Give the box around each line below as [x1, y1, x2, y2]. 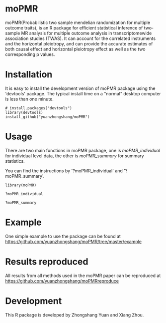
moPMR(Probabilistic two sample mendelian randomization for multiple [5, 19, 151, 25]
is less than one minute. [5, 96, 54, 102]
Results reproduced [5, 256, 88, 267]
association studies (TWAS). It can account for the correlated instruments [5, 35, 156, 41]
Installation [5, 69, 53, 80]
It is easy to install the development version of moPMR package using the [5, 85, 156, 91]
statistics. [5, 158, 25, 164]
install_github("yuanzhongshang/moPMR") [5, 114, 90, 119]
